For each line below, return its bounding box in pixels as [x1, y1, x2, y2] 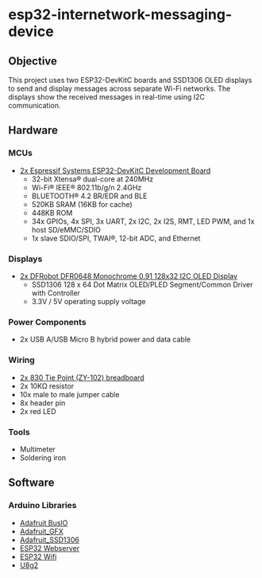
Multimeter [19, 444, 56, 454]
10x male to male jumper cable [19, 389, 120, 399]
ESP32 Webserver [19, 543, 80, 553]
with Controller [31, 288, 81, 298]
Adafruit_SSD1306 [19, 535, 79, 545]
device [8, 22, 54, 41]
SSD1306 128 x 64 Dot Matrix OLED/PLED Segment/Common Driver [31, 279, 253, 289]
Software [8, 476, 55, 490]
